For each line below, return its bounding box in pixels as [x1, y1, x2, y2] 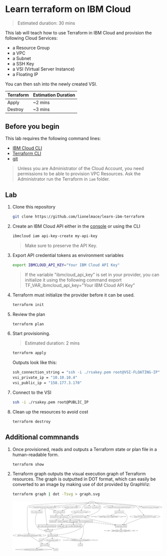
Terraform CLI [12, 150, 41, 156]
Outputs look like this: [12, 359, 57, 365]
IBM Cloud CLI [12, 145, 42, 151]
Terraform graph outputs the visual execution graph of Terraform [12, 471, 146, 477]
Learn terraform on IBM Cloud [5, 3, 131, 15]
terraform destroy [12, 419, 51, 424]
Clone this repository [12, 204, 56, 210]
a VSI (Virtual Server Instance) [12, 66, 75, 72]
